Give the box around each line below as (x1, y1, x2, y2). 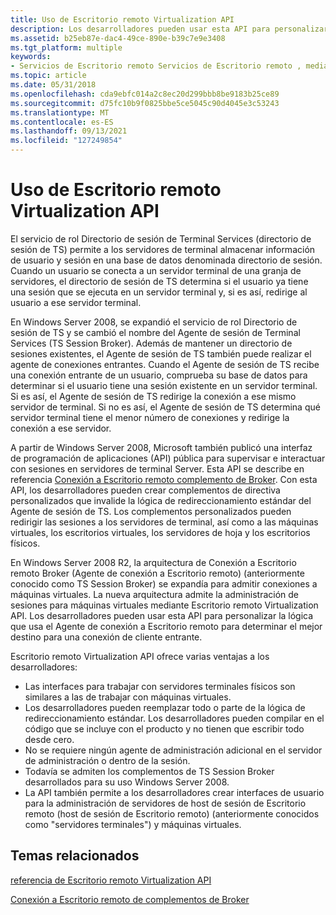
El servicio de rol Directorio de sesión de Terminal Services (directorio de (10, 232, 312, 245)
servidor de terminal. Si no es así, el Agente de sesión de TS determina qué (10, 401, 321, 413)
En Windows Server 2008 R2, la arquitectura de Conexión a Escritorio (10, 556, 297, 568)
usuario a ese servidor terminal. (10, 296, 142, 308)
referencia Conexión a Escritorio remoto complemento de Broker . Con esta (10, 473, 318, 485)
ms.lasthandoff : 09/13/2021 (10, 126, 128, 136)
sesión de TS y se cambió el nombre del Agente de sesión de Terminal (10, 326, 301, 338)
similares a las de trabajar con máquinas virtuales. (24, 691, 232, 703)
